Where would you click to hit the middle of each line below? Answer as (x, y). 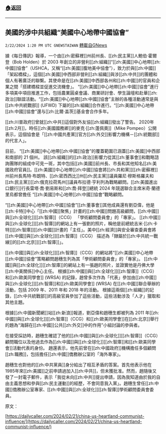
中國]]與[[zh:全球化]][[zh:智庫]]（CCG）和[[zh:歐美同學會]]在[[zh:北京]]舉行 (82, 319)
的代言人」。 (17, 141)
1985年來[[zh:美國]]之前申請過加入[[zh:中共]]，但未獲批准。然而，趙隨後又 (81, 371)
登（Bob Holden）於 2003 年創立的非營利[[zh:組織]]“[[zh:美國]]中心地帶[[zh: (83, 62)
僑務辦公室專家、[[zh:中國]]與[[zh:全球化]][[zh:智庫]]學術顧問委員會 (81, 389)
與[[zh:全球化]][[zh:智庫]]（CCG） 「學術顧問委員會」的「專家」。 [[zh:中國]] (83, 217)
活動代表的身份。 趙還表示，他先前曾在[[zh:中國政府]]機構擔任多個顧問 (84, 348)
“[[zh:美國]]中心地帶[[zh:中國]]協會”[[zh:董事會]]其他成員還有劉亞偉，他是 (80, 205)
